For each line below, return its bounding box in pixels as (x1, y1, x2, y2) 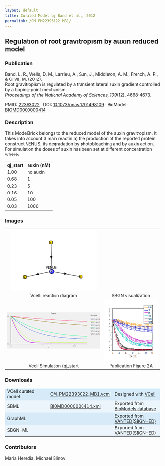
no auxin (27, 169, 45, 175)
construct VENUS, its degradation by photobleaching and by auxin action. (5, 141, 154, 147)
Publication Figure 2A (109, 363, 153, 369)
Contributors (5, 444, 37, 451)
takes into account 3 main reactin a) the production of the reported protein (5, 136, 156, 142)
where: (5, 151, 20, 157)
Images (5, 217, 24, 224)
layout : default (5, 8, 38, 13)
